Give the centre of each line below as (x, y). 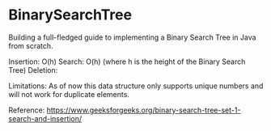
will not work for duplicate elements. (69, 94)
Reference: (27, 110)
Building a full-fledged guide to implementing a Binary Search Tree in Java (132, 37)
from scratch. (31, 45)
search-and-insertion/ (45, 118)
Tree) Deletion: (33, 70)
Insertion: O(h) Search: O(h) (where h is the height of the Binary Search (127, 61)
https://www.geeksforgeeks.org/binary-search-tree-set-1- (144, 110)
